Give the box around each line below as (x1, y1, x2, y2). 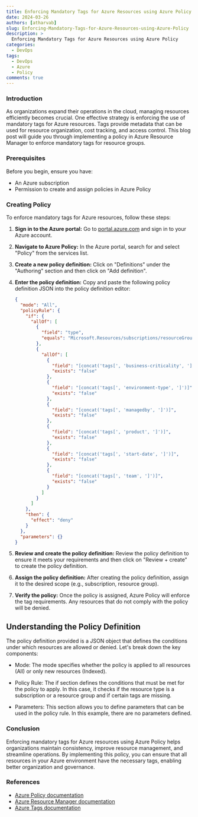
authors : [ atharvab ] (6, 20, 57, 26)
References (6, 778, 40, 786)
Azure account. (14, 232, 53, 239)
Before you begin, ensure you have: (6, 167, 93, 175)
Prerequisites (6, 154, 46, 163)
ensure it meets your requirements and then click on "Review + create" (14, 556, 187, 564)
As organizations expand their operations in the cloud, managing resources (6, 108, 189, 115)
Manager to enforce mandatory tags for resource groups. (6, 139, 146, 147)
